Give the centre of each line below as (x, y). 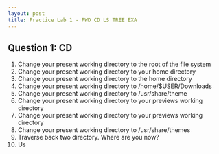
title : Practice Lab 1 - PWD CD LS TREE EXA (72, 20)
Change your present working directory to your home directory (107, 71)
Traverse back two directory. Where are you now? (89, 137)
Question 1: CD (40, 48)
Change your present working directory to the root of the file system (114, 64)
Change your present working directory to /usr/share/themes (104, 130)
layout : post (26, 13)
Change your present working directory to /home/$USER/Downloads (115, 86)
